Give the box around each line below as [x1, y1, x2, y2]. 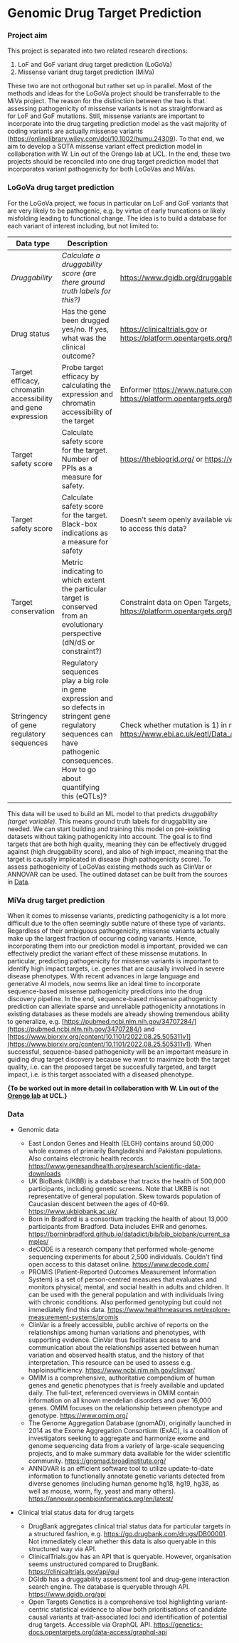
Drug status [11, 329, 51, 339]
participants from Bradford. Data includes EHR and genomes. [28, 1222, 208, 1231]
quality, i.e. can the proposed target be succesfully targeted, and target [7, 1062, 217, 1072]
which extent [61, 575, 105, 585]
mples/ [28, 1237, 49, 1246]
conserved [61, 601, 98, 611]
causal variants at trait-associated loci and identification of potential [28, 1613, 228, 1622]
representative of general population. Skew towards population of [28, 1192, 221, 1200]
